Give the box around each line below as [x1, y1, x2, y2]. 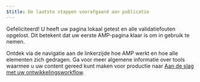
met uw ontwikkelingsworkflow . [6, 68, 85, 75]
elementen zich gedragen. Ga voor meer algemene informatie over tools [6, 56, 186, 63]
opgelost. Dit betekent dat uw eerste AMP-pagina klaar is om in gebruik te [6, 31, 190, 39]
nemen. [6, 38, 25, 45]
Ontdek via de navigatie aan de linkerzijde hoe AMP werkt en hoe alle [6, 49, 178, 57]
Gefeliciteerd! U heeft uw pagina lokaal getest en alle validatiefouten [6, 25, 176, 32]
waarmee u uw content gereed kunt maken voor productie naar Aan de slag [6, 62, 194, 69]
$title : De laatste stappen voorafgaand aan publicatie [6, 8, 149, 15]
